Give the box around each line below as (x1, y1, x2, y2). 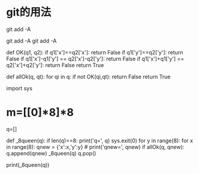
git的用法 (6, 5, 52, 19)
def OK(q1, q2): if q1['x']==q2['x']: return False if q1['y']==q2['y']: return (6, 48, 183, 56)
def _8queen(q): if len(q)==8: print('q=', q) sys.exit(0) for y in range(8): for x (6, 137, 194, 144)
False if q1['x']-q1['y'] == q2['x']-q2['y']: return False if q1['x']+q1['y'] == (6, 55, 185, 62)
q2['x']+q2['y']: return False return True (6, 61, 104, 69)
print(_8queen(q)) (6, 161, 50, 168)
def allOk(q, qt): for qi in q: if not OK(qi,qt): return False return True (6, 73, 171, 80)
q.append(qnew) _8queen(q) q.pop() (6, 149, 97, 157)
